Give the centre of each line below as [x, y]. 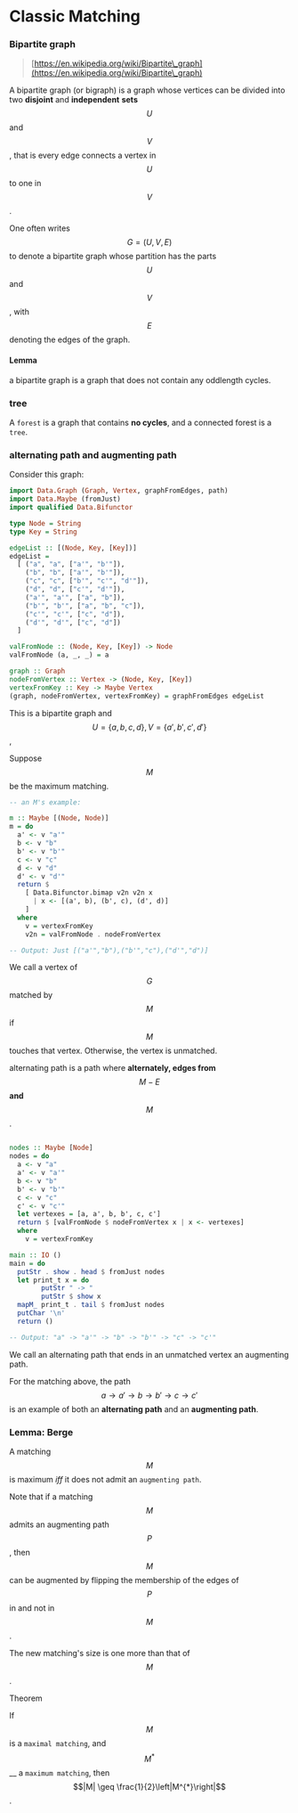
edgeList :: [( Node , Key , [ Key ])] [73, 548]
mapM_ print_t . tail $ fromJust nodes [91, 1305]
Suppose [26, 758]
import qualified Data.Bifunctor [71, 508]
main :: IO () [36, 1255]
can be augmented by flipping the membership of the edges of [124, 1580]
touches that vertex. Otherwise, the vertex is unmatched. [113, 1051]
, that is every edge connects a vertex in [83, 155]
